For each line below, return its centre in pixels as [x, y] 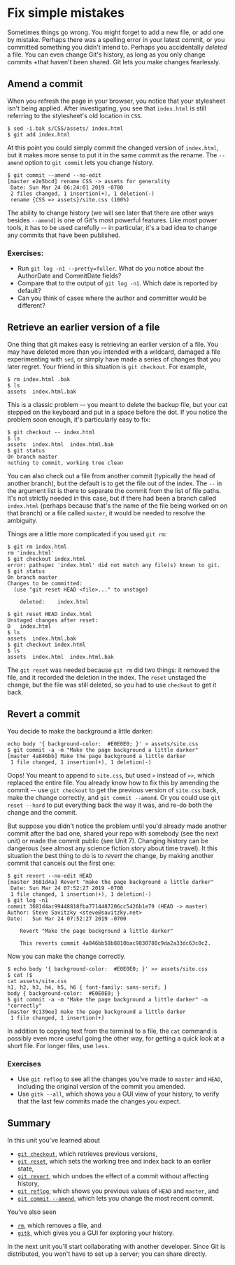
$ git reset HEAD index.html [50, 614]
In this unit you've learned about [54, 1140]
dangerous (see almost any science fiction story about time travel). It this [113, 848]
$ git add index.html [39, 134]
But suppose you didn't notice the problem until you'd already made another [117, 826]
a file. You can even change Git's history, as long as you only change [106, 55]
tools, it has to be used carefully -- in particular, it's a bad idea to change [112, 227]
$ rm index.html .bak [39, 379]
